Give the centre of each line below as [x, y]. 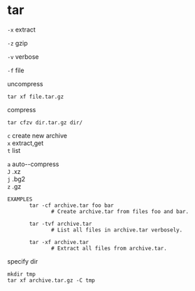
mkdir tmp [22, 274]
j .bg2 [16, 179]
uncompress [25, 83]
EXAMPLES [20, 199]
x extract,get [26, 143]
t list [14, 150]
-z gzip [17, 43]
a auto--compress [33, 164]
